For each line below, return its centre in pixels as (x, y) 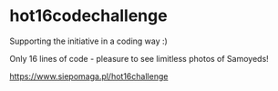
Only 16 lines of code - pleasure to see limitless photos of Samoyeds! (139, 58)
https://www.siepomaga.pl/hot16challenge (89, 76)
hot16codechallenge (88, 16)
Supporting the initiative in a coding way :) (89, 41)
